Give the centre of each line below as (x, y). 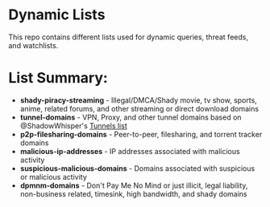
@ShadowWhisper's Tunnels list (73, 125)
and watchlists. (33, 45)
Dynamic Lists (57, 15)
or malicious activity (53, 177)
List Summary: (58, 78)
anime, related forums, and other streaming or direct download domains (139, 108)
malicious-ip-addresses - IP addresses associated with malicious (130, 151)
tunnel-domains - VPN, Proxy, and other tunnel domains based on (131, 117)
